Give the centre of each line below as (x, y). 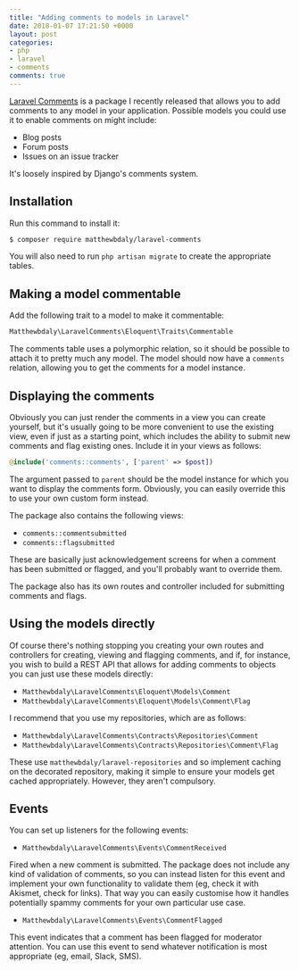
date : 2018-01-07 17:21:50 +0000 (71, 26)
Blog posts (42, 137)
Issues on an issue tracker (70, 156)
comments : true (37, 76)
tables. (22, 266)
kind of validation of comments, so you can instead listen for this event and (147, 875)
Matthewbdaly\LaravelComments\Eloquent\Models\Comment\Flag (136, 701)
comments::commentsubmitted (74, 533)
